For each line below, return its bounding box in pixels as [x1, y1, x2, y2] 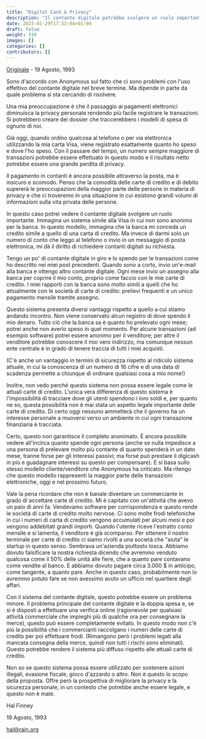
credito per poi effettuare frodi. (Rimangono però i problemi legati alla [6, 632, 181, 640]
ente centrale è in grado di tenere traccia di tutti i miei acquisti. [6, 344, 164, 352]
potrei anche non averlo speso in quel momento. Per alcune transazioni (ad [6, 325, 196, 332]
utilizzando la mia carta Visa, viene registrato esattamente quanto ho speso [6, 141, 197, 148]
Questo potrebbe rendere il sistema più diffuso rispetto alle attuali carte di [6, 645, 193, 652]
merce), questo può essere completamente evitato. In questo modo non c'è [6, 619, 197, 627]
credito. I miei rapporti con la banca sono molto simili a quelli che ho [6, 281, 178, 288]
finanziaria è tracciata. [6, 420, 63, 428]
